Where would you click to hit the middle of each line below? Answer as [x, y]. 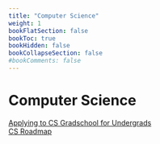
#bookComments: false [45, 61]
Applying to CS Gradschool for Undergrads [80, 122]
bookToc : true [32, 38]
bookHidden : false [39, 46]
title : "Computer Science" [54, 16]
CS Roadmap [30, 131]
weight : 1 [25, 23]
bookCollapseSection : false [56, 53]
